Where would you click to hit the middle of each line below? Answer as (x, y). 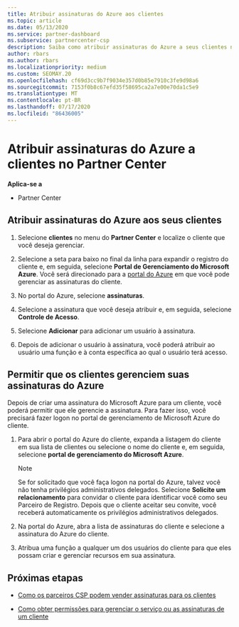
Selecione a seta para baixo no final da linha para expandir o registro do (123, 259)
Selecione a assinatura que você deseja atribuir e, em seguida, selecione (124, 309)
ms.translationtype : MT (43, 94)
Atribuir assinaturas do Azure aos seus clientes (115, 220)
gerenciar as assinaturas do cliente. (70, 281)
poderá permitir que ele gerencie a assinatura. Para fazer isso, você (107, 411)
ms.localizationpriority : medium (57, 67)
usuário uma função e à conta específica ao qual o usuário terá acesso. (122, 352)
